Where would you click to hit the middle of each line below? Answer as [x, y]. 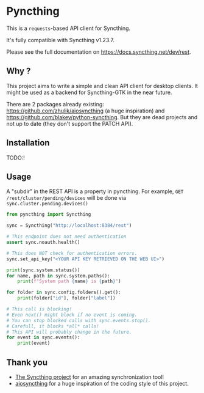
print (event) [34, 343]
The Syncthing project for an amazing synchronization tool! [90, 376]
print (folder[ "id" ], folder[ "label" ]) [66, 298]
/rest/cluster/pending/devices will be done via [66, 198]
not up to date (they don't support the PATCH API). [70, 123]
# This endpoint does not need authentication [66, 237]
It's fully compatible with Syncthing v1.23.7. [60, 40]
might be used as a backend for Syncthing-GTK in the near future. [89, 92]
